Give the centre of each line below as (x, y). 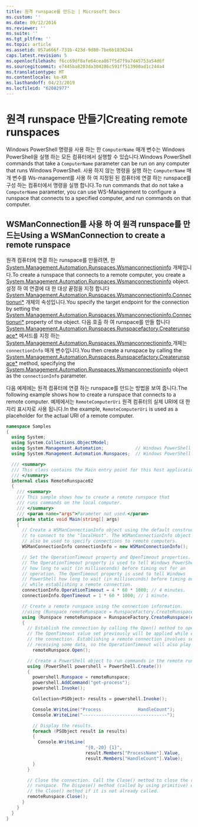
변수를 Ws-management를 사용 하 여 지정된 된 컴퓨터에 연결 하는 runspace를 (102, 178)
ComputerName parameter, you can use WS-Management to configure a (91, 192)
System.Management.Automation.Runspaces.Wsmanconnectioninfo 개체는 (97, 343)
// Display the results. (63, 726)
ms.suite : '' (22, 34)
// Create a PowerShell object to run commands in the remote (105, 661)
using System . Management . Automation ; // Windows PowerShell (101, 448)
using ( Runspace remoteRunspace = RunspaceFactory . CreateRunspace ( (106, 617)
